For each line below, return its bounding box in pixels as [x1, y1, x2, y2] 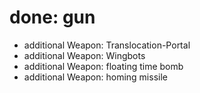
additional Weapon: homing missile [23, 71, 168, 83]
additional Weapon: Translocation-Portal [23, 39, 191, 51]
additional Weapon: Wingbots [23, 49, 146, 61]
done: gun [9, 6, 96, 29]
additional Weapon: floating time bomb [23, 60, 184, 72]
